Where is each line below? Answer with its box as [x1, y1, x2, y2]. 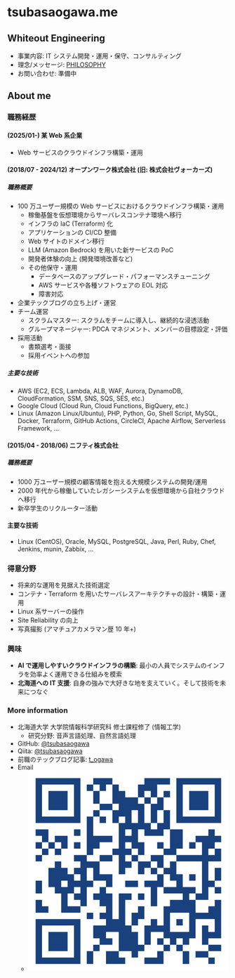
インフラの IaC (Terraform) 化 [27, 219, 114, 228]
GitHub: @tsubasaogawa [17, 739, 90, 748]
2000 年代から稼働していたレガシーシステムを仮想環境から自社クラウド [17, 486, 225, 495]
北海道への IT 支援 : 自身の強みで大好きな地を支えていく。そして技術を [17, 679, 220, 687]
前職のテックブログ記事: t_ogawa [17, 755, 114, 763]
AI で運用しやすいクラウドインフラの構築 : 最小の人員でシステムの [17, 661, 207, 670]
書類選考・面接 [27, 342, 72, 351]
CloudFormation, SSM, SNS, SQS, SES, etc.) [17, 394, 145, 403]
